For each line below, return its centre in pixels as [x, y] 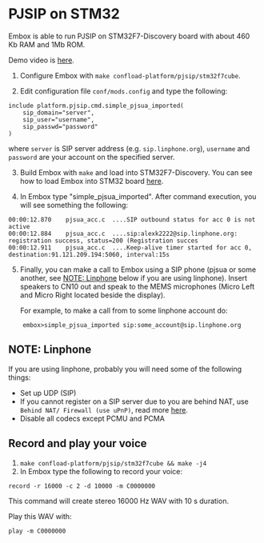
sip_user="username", [58, 120]
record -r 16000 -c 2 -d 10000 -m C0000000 [82, 486]
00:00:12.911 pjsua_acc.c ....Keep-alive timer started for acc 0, [130, 248]
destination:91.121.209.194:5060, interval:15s [89, 254]
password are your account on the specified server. [92, 157]
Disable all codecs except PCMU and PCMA [92, 418]
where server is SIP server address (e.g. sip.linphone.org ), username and [129, 148]
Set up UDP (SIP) [48, 393]
